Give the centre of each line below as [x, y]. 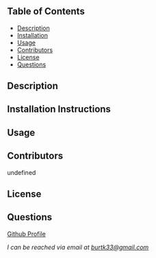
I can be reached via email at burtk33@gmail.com [78, 247]
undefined [22, 172]
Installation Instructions [59, 109]
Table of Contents [46, 11]
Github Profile [26, 234]
